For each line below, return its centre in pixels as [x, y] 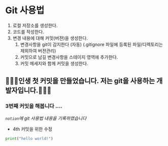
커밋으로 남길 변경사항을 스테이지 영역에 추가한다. [69, 57]
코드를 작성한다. [28, 31]
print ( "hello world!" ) [29, 138]
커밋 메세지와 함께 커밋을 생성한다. [54, 63]
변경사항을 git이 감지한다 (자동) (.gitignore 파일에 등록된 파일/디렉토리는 [92, 44]
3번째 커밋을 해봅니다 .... [34, 106]
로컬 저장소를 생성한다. [35, 25]
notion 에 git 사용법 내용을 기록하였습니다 [46, 118]
